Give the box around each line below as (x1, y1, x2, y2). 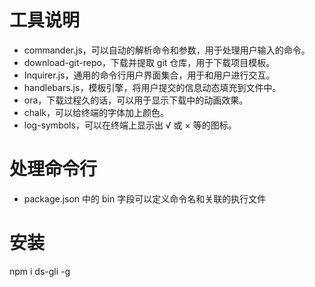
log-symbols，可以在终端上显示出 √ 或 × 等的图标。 (23, 119, 237, 131)
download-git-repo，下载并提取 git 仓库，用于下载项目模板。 (23, 56, 276, 68)
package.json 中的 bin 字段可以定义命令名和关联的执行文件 (23, 192, 267, 205)
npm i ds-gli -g (9, 265, 71, 277)
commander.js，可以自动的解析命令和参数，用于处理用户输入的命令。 (23, 44, 311, 56)
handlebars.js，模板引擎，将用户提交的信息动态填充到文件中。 (23, 81, 282, 93)
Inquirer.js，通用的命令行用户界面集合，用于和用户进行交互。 (23, 69, 276, 81)
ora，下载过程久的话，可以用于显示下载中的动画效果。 (23, 94, 249, 106)
